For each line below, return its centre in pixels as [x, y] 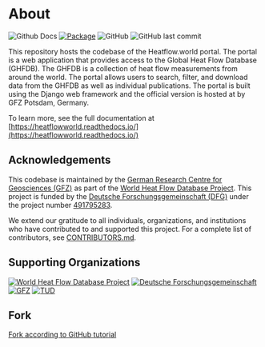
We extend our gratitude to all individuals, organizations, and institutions [127, 220]
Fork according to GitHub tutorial [62, 335]
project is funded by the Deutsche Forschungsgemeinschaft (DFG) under [129, 196]
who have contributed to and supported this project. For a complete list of [130, 229]
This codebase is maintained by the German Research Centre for [115, 179]
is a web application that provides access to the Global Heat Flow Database [133, 60]
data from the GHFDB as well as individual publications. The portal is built [129, 86]
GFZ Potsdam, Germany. [49, 102]
